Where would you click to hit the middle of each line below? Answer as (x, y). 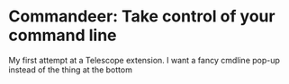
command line (63, 35)
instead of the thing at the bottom (70, 70)
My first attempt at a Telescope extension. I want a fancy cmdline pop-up (144, 60)
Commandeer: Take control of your (142, 17)
